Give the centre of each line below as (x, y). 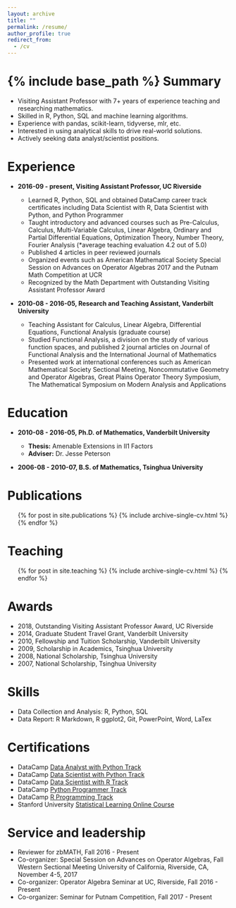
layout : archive (31, 14)
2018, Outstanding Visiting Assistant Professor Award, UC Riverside (115, 626)
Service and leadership (76, 833)
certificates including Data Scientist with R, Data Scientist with (118, 207)
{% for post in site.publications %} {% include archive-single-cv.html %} (123, 515)
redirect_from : (30, 40)
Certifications (49, 747)
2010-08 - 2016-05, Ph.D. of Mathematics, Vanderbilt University (114, 432)
